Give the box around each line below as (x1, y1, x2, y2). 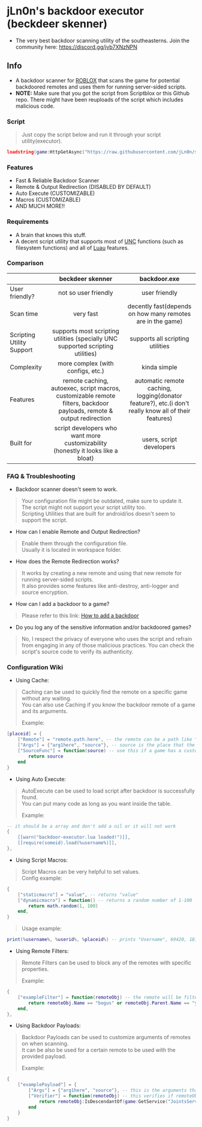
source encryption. (21, 588, 69, 596)
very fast (73, 309, 98, 318)
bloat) (77, 454, 95, 462)
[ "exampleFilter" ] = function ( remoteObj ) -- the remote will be (17, 994, 182, 1000)
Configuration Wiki (7, 663, 64, 672)
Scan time (10, 309, 38, 318)
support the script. (21, 516, 68, 524)
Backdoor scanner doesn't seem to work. (15, 486, 118, 493)
